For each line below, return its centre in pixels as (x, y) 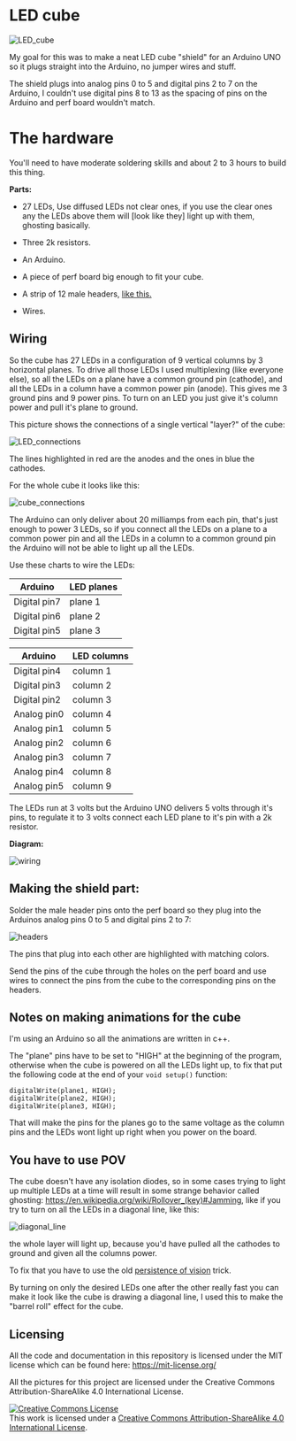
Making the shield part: (74, 889)
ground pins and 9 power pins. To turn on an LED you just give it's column (144, 397)
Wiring (28, 339)
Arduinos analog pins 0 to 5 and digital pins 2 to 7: (100, 919)
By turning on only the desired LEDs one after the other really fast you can (144, 1288)
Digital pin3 (38, 685)
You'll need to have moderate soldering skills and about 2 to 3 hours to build (148, 162)
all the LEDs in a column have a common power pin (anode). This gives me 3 (148, 388)
